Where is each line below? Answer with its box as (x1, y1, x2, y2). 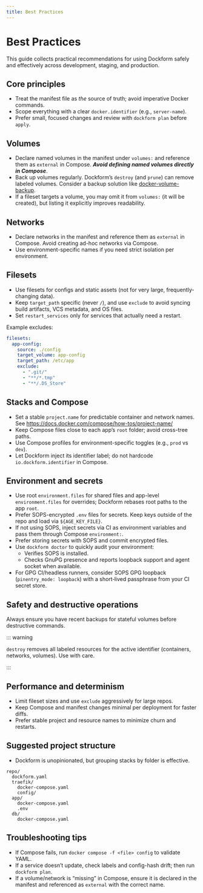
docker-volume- (139, 180, 180, 188)
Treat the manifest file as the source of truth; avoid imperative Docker (15, 95, 189, 102)
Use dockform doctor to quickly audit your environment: (15, 543, 155, 551)
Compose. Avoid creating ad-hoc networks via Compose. (15, 240, 159, 247)
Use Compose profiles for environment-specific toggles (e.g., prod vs (15, 439, 188, 446)
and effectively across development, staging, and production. (6, 61, 160, 68)
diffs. (15, 710, 28, 717)
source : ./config (17, 347, 61, 353)
